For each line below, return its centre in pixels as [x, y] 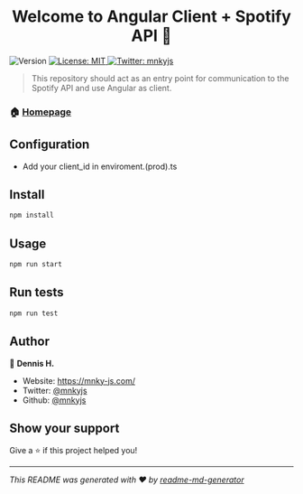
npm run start [36, 265]
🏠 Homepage [41, 112]
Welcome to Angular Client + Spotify [151, 17]
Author [29, 342]
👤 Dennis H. [32, 363]
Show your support [64, 428]
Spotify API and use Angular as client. [101, 88]
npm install [32, 215]
